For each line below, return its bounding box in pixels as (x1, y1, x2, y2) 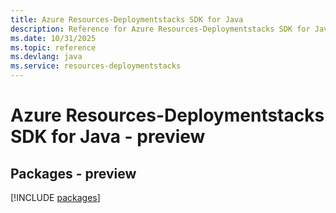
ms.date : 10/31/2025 (10, 33, 97, 43)
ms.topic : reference (10, 42, 97, 53)
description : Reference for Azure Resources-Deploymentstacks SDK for (10, 24, 311, 34)
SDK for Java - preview (10, 126, 206, 148)
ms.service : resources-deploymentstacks (10, 61, 182, 71)
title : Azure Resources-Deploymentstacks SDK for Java (10, 14, 244, 25)
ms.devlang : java (10, 52, 83, 62)
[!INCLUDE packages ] (10, 192, 101, 203)
